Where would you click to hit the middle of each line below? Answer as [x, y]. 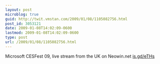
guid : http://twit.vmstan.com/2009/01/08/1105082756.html [66, 19]
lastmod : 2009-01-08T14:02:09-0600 [42, 33]
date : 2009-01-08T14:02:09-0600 [39, 28]
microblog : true [22, 14]
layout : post [19, 10]
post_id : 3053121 [23, 24]
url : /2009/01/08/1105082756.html [41, 42]
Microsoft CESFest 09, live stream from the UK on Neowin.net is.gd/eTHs [80, 56]
